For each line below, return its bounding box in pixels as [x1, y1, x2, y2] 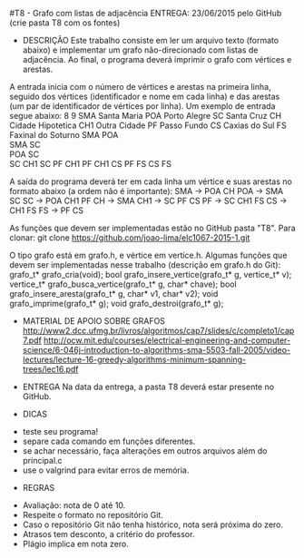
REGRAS [22, 483, 55, 493]
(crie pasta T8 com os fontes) [9, 17, 121, 28]
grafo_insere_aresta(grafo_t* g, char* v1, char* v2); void [9, 289, 219, 299]
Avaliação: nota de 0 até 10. [22, 500, 126, 511]
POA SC [9, 149, 39, 160]
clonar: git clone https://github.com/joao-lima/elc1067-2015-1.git [9, 232, 250, 243]
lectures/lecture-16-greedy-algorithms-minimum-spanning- [22, 354, 247, 365]
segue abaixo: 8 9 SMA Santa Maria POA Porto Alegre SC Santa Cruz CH [9, 111, 282, 121]
